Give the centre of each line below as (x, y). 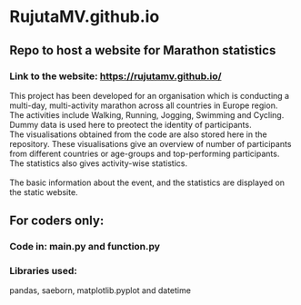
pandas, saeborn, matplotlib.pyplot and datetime (100, 290)
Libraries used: (43, 271)
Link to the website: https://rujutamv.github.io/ (115, 76)
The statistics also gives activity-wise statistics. (99, 163)
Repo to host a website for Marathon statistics (143, 50)
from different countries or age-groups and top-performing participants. (145, 153)
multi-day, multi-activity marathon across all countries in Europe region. (144, 105)
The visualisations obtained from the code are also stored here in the (138, 134)
